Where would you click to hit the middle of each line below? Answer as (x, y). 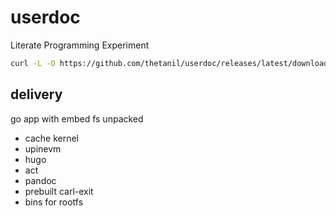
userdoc (45, 17)
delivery (36, 94)
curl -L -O (33, 63)
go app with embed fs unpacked (77, 118)
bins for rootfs (54, 202)
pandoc (40, 180)
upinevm (43, 148)
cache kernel (52, 138)
